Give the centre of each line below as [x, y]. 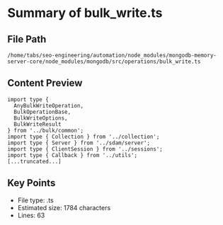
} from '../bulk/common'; [45, 130]
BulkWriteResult [38, 124]
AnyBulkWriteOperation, [48, 105]
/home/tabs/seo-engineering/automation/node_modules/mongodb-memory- [112, 55]
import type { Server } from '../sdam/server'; [79, 143]
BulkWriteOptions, [41, 118]
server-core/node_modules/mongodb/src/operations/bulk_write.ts [104, 62]
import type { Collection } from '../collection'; [84, 137]
